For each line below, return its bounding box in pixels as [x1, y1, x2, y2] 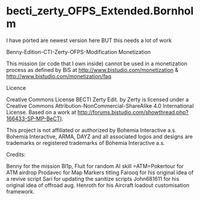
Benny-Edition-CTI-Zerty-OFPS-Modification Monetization [6, 48, 151, 55]
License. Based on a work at [6, 108, 76, 116]
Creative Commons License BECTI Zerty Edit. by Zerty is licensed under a [6, 96, 189, 103]
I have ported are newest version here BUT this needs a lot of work [6, 37, 172, 44]
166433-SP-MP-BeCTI [6, 115, 62, 122]
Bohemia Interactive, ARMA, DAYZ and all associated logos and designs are [6, 133, 193, 140]
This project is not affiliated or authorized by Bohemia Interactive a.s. [6, 126, 177, 134]
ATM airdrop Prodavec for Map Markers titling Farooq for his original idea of [6, 169, 194, 176]
